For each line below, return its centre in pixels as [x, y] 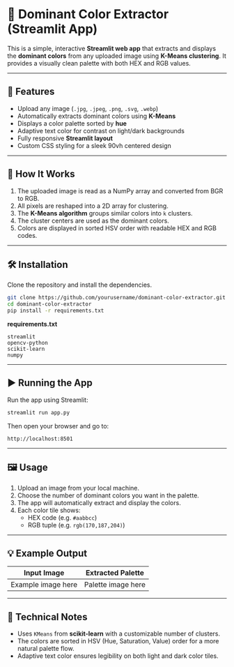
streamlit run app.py [39, 412]
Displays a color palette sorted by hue [72, 123]
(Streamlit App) [53, 29]
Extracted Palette [115, 573]
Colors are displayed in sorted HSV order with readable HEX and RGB [117, 228]
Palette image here [115, 585]
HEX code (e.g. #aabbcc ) [62, 517]
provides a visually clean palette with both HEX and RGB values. [99, 63]
